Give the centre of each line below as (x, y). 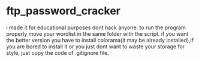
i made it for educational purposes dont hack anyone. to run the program (96, 27)
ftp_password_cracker (64, 11)
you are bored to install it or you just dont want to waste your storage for (96, 46)
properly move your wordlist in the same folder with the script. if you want (97, 33)
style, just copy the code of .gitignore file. (58, 52)
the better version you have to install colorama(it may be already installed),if (100, 40)
